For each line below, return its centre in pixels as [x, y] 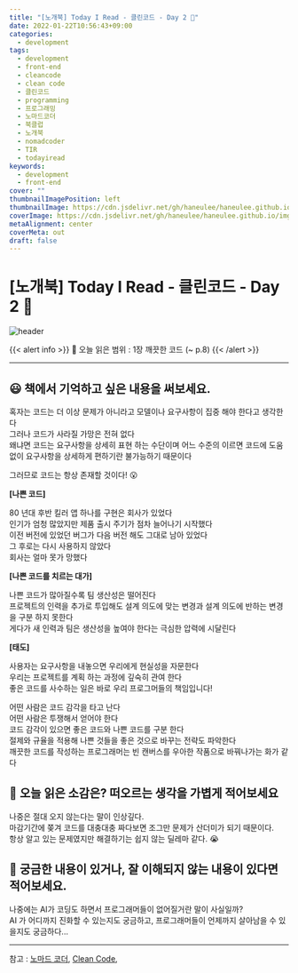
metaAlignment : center [51, 224]
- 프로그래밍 [36, 108]
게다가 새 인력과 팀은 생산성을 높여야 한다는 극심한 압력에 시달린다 [123, 628]
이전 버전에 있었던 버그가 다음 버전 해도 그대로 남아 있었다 [109, 535]
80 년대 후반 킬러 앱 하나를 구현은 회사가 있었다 [91, 513]
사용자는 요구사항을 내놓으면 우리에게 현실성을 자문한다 [104, 666]
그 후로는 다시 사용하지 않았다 [60, 546]
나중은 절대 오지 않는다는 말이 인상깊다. [77, 816]
